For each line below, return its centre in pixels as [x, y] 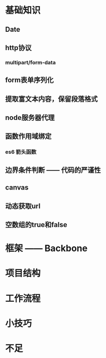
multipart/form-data [31, 62]
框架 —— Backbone [46, 249]
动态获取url [23, 206]
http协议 [18, 48]
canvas [17, 188]
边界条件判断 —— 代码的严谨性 [53, 170]
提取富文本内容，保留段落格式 [51, 99]
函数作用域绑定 [28, 136]
